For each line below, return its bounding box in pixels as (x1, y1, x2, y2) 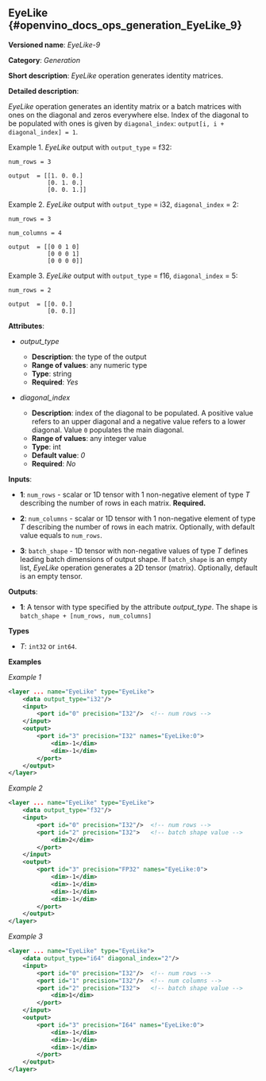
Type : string (31, 369, 72, 378)
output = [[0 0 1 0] (8, 243, 80, 251)
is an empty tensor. (19, 571, 83, 580)
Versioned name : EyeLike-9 (8, 40, 101, 49)
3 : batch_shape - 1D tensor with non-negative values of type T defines (19, 545, 249, 556)
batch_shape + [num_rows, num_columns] (19, 612, 152, 620)
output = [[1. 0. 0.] (8, 171, 83, 180)
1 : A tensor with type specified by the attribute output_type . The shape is (19, 602, 258, 611)
